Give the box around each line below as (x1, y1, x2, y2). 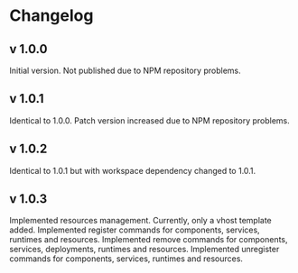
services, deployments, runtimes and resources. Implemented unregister (9, 244, 280, 255)
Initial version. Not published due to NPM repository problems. (9, 65, 241, 76)
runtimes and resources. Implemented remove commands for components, (9, 234, 288, 245)
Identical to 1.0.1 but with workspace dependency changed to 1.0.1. (9, 165, 256, 176)
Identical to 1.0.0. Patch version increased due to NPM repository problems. (9, 114, 291, 126)
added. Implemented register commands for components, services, (9, 224, 260, 235)
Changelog (9, 5, 94, 26)
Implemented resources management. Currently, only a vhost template (9, 215, 273, 226)
